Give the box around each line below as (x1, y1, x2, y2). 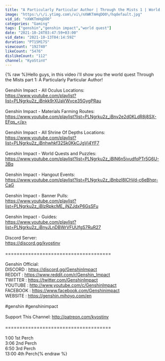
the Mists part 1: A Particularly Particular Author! (5, 77, 103, 83)
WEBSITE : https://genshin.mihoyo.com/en (5, 293, 92, 299)
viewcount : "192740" (5, 44, 48, 49)
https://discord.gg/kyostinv (5, 240, 61, 246)
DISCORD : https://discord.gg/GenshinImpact (5, 266, 97, 273)
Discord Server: (5, 235, 37, 241)
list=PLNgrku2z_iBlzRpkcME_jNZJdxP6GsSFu (5, 203, 99, 209)
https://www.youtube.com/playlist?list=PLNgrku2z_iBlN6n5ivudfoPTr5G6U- (5, 156, 160, 162)
